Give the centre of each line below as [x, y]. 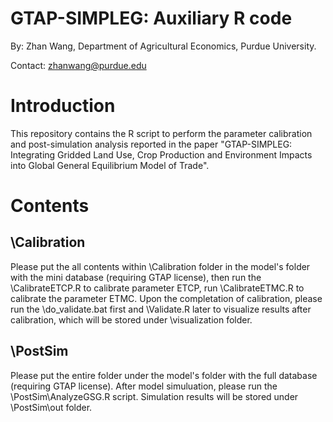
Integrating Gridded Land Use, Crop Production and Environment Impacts [161, 154]
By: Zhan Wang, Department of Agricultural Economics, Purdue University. [163, 46]
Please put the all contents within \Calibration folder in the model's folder [160, 266]
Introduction [63, 106]
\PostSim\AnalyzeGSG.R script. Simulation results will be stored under [154, 396]
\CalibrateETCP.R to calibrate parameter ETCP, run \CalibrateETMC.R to [157, 288]
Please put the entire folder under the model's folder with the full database [164, 375]
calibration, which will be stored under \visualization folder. [131, 319]
